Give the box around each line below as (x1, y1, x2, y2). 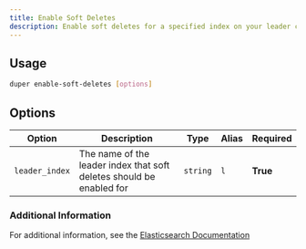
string (183, 166, 212, 176)
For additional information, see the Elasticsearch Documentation (9, 230, 250, 241)
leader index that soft (78, 159, 170, 171)
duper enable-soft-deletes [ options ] (9, 79, 153, 89)
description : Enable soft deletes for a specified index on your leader (9, 22, 291, 31)
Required (251, 132, 292, 144)
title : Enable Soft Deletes (9, 13, 117, 23)
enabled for (78, 182, 129, 194)
